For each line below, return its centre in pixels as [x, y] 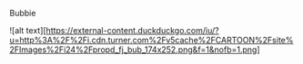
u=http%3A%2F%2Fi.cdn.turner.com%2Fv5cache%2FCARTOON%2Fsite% [151, 40]
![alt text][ [28, 30]
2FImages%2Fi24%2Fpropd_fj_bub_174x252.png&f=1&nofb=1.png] [135, 50]
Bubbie [23, 13]
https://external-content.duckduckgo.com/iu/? [133, 30]
